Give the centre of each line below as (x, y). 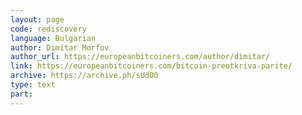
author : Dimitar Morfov (60, 47)
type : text (33, 85)
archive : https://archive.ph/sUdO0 (84, 76)
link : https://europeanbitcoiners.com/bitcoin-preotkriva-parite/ (151, 66)
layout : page (37, 19)
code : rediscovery (48, 29)
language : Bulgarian (53, 38)
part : (21, 94)
